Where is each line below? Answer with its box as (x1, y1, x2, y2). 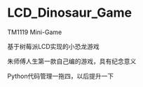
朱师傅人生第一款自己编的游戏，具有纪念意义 (7, 57, 137, 65)
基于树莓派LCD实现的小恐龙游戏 (7, 42, 100, 50)
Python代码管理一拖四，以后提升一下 (7, 72, 114, 80)
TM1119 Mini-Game (7, 28, 62, 36)
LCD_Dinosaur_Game (7, 5, 132, 21)
